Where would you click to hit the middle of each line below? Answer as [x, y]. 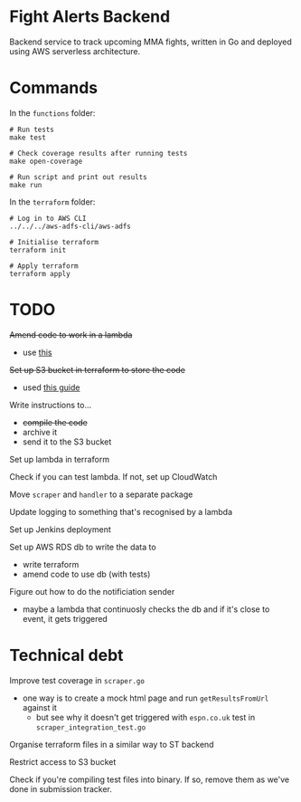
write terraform [51, 564]
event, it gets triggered [65, 618]
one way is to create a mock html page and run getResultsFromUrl [146, 698]
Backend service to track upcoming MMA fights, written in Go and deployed [150, 42]
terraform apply [40, 273]
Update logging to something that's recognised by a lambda [121, 511]
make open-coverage [46, 161]
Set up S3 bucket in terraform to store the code [97, 369]
